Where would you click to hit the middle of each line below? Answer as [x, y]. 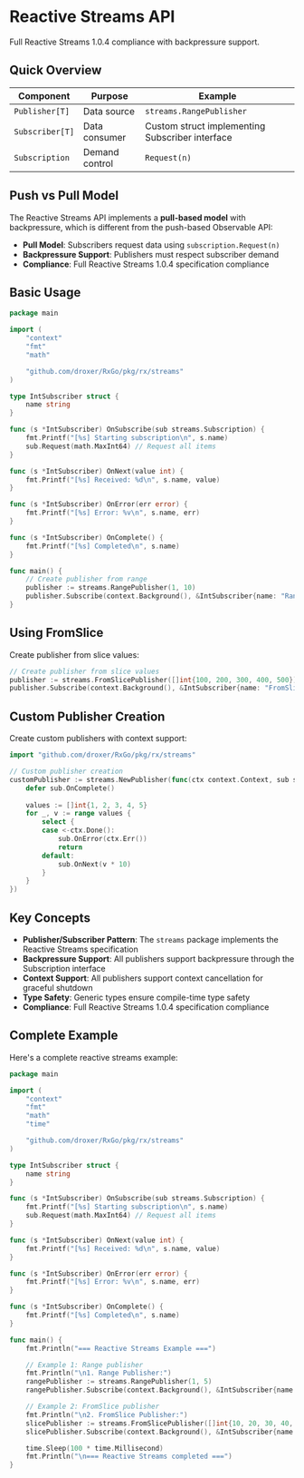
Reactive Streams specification [80, 949]
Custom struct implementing [205, 126]
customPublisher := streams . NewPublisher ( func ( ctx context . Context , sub [149, 779]
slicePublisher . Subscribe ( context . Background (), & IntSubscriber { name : [161, 1432]
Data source [109, 111]
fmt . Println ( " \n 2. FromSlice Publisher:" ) [107, 1414]
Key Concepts [50, 918]
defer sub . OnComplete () [71, 788]
